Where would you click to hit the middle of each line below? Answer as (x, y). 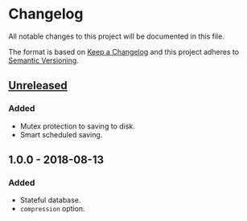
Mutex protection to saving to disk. (77, 126)
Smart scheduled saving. (61, 134)
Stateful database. (50, 200)
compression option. (53, 209)
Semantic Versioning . (43, 60)
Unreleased (38, 86)
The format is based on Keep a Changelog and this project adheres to (124, 51)
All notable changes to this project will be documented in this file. (117, 36)
